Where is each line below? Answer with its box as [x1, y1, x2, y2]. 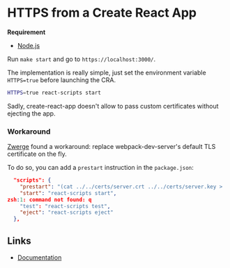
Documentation [17, 253, 62, 262]
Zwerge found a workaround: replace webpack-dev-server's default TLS [7, 143, 216, 151]
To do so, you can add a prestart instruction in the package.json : [7, 164, 194, 172]
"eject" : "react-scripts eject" [20, 209, 114, 216]
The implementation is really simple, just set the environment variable [7, 68, 207, 77]
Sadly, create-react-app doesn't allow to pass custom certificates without [7, 102, 219, 110]
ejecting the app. [7, 109, 56, 118]
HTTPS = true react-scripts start [7, 89, 101, 96]
